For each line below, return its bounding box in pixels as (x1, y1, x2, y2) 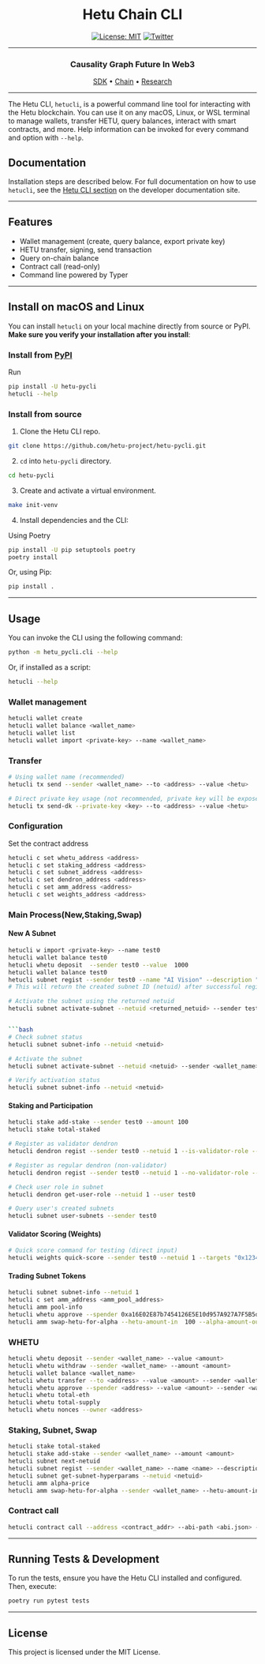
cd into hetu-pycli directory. (19, 456, 112, 465)
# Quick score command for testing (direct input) (8, 1246, 178, 1255)
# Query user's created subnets (8, 1204, 114, 1213)
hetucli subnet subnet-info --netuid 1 (8, 1289, 140, 1297)
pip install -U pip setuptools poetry (8, 546, 136, 554)
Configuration (8, 821, 63, 832)
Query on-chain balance (19, 253, 99, 262)
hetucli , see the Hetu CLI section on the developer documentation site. (8, 186, 241, 195)
